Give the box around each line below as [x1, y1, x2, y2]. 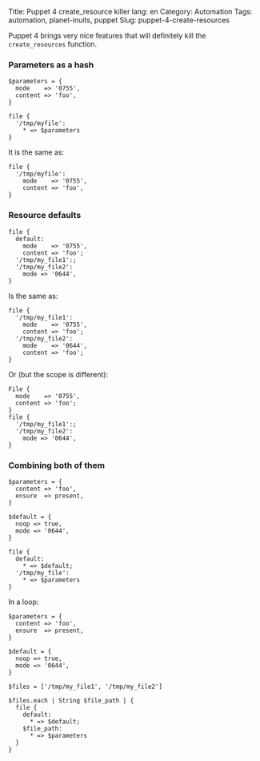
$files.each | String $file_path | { [8, 696, 134, 704]
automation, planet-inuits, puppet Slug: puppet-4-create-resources [8, 15, 230, 25]
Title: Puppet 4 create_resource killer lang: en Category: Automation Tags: [8, 7, 253, 16]
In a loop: [8, 597, 39, 606]
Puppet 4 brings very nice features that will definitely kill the [8, 31, 206, 40]
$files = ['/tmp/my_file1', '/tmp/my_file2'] [8, 682, 162, 691]
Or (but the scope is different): [8, 369, 109, 379]
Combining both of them [8, 460, 106, 471]
